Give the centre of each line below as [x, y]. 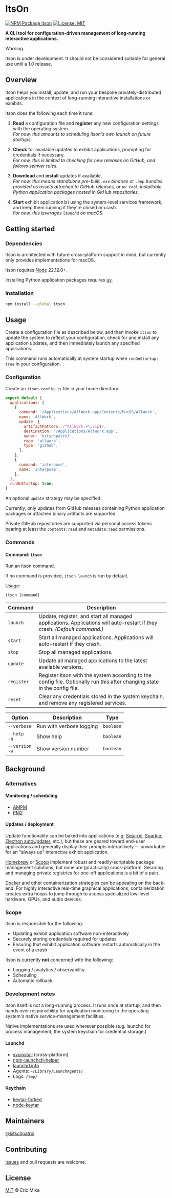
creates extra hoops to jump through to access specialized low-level [77, 893]
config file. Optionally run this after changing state [99, 682]
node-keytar [26, 1105]
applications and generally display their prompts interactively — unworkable [85, 846]
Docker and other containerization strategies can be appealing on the [79, 883]
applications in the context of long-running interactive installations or [78, 97]
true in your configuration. [33, 364]
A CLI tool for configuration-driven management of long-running [76, 33]
